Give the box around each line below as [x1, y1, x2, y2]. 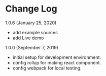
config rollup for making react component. [12, 59, 101, 65]
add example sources [12, 29, 58, 35]
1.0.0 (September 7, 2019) [5, 44, 58, 50]
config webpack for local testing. [12, 65, 82, 71]
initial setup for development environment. [12, 54, 101, 60]
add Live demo [12, 35, 44, 41]
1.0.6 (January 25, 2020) [5, 20, 57, 26]
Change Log [5, 3, 57, 15]
